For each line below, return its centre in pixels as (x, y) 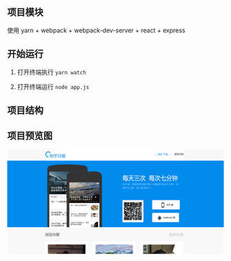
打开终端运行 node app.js (53, 86)
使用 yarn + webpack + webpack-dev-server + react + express (96, 30)
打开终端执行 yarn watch (52, 72)
